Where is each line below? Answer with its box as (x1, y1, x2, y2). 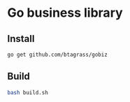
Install (7, 33, 35, 45)
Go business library (7, 5, 124, 21)
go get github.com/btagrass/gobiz (7, 51, 108, 58)
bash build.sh (7, 89, 49, 96)
